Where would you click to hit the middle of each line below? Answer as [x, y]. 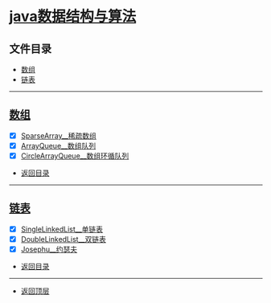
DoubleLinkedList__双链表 [64, 239]
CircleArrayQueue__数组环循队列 [75, 156]
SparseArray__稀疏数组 [59, 135]
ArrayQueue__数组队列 [58, 145]
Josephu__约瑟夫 [49, 249]
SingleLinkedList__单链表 [62, 229]
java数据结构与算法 [73, 16]
